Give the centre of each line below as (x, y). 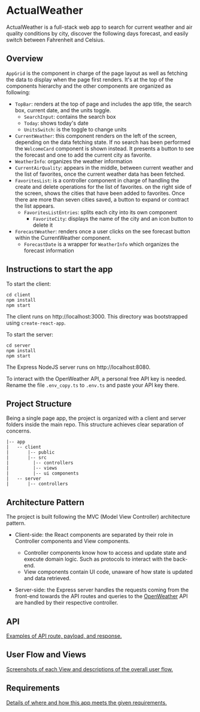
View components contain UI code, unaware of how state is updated (108, 572)
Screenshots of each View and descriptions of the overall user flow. (90, 669)
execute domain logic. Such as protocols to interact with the (98, 559)
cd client (19, 295)
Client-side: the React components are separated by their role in (94, 535)
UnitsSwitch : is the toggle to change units (75, 129)
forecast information (49, 250)
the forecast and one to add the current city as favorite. (83, 155)
